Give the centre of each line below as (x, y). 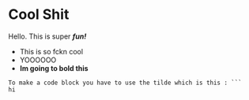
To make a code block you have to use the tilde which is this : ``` (125, 83)
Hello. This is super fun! (47, 36)
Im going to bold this (54, 68)
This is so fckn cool (51, 51)
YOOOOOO (38, 60)
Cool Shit (39, 15)
